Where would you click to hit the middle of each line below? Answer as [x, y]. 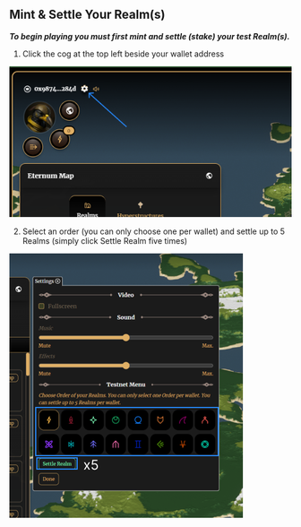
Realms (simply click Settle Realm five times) [105, 240]
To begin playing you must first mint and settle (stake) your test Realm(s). [150, 36]
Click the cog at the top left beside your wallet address [123, 54]
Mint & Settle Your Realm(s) [87, 15]
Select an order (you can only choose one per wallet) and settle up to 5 [153, 231]
